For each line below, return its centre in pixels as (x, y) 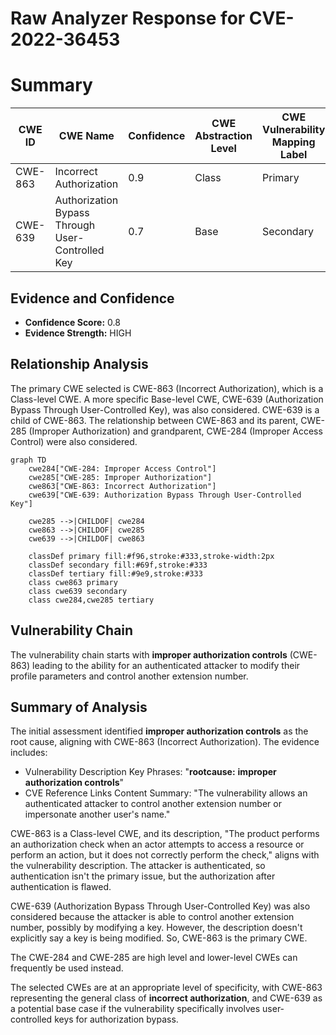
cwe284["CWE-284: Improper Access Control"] (122, 468)
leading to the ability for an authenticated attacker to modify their (166, 665)
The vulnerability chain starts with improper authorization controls (149, 654)
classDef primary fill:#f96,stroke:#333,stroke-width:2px (151, 556)
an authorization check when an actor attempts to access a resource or (157, 844)
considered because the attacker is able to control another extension (152, 917)
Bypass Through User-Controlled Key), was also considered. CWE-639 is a (165, 409)
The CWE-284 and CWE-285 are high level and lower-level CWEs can (154, 958)
